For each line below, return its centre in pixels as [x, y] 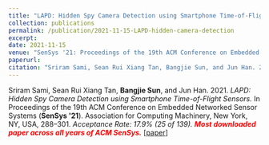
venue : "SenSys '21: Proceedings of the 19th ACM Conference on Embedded [134, 53]
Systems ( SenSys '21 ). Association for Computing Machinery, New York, [128, 116]
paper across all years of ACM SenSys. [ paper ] [88, 132]
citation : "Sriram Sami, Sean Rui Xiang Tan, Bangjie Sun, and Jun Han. [132, 68]
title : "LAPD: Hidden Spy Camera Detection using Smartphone [112, 16]
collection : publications [51, 23]
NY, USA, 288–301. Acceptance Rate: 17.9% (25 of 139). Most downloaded [132, 123]
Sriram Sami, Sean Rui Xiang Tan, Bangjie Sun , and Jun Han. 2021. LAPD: [130, 90]
